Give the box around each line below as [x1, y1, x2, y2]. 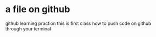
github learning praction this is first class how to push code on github [5, 20, 151, 26]
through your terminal [5, 25, 51, 31]
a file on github [5, 4, 71, 15]
